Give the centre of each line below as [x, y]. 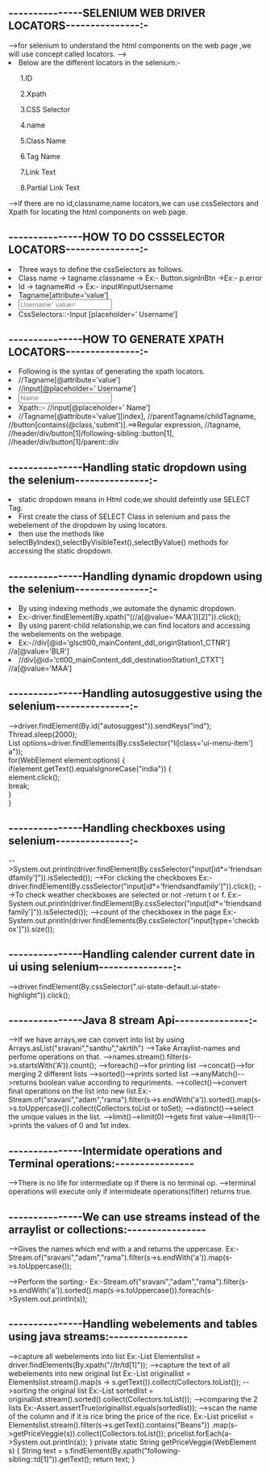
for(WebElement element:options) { [67, 760]
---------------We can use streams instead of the [134, 1217]
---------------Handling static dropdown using [128, 467]
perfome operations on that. [55, 1057]
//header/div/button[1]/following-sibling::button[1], [91, 433]
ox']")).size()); [31, 929]
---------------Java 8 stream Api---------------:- [133, 1020]
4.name [33, 125]
